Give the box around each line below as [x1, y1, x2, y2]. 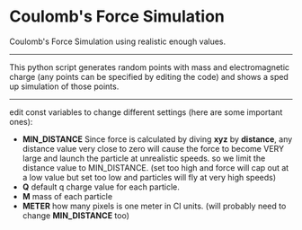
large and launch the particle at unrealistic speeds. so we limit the [22, 153, 266, 164]
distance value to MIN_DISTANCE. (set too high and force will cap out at [22, 162, 289, 172]
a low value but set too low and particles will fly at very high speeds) [22, 172, 277, 182]
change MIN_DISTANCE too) [22, 209, 130, 221]
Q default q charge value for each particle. [22, 181, 180, 192]
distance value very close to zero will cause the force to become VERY [22, 143, 285, 154]
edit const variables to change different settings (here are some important [9, 106, 283, 118]
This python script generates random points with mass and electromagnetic [9, 61, 290, 73]
